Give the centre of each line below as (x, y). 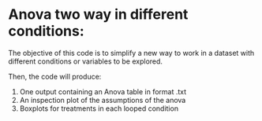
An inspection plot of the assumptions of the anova (103, 100)
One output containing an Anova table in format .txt (103, 91)
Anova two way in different (98, 15)
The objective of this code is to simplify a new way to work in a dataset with (131, 53)
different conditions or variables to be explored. (86, 61)
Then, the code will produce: (55, 76)
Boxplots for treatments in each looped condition (99, 108)
